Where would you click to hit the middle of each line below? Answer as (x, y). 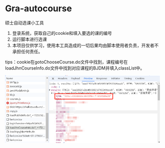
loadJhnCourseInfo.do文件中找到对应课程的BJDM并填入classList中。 (75, 68)
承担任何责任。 (27, 51)
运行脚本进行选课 (29, 39)
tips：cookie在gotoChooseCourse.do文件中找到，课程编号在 (67, 62)
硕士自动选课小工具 (25, 23)
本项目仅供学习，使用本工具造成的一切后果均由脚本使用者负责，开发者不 (85, 45)
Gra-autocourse (39, 9)
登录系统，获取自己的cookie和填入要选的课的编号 (62, 33)
